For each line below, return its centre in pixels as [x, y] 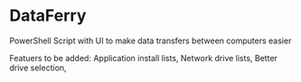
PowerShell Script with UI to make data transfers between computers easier [150, 41]
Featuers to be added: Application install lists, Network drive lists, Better [144, 58]
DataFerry [48, 16]
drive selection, [38, 68]
